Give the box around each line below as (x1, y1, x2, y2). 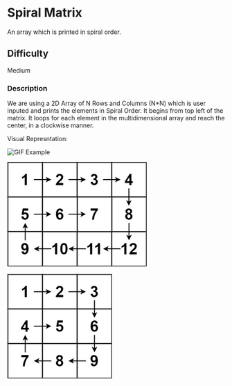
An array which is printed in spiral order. (7, 28, 121, 36)
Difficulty (7, 48, 48, 59)
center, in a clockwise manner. (7, 121, 94, 129)
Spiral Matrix (7, 5, 83, 21)
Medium (7, 66, 31, 74)
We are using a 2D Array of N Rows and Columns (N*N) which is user (7, 99, 206, 108)
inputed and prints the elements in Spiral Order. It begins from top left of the (7, 107, 224, 115)
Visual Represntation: (7, 135, 68, 143)
